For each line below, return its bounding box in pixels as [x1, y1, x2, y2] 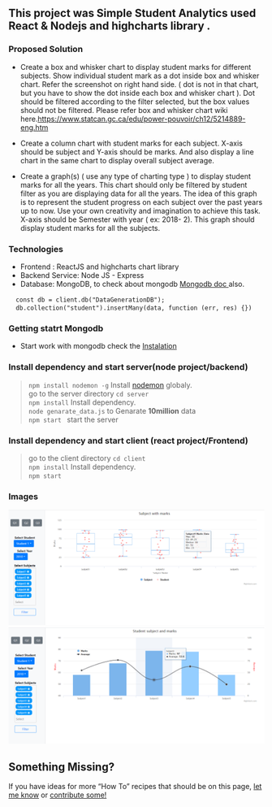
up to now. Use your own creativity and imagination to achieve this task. [19, 206, 261, 215]
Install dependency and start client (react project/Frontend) [8, 435, 249, 446]
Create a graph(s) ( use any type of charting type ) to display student [19, 171, 252, 181]
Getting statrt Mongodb [8, 323, 104, 334]
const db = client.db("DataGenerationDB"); [15, 296, 165, 304]
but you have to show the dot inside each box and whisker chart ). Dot [19, 88, 256, 98]
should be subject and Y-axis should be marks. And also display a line [19, 146, 254, 157]
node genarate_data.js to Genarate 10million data [28, 406, 196, 415]
